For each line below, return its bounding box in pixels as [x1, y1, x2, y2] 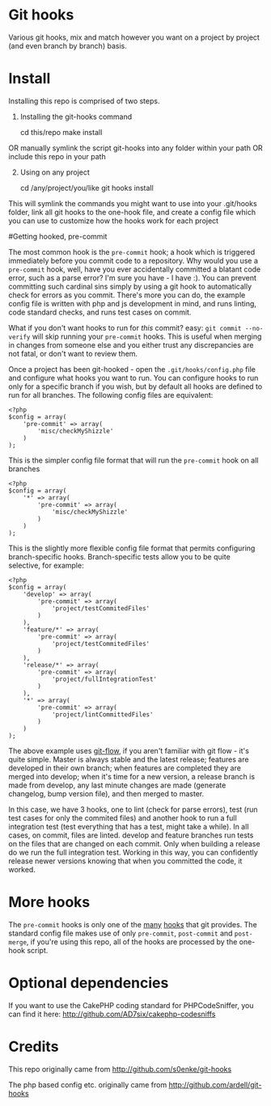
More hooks [8, 893, 91, 911]
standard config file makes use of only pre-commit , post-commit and [8, 928, 233, 938]
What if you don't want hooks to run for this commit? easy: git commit [8, 323, 242, 332]
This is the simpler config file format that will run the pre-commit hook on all [8, 455, 259, 465]
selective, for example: [8, 560, 84, 570]
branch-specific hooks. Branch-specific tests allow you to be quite [8, 551, 231, 561]
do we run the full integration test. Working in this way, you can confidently [8, 847, 259, 857]
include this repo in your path [8, 151, 107, 161]
